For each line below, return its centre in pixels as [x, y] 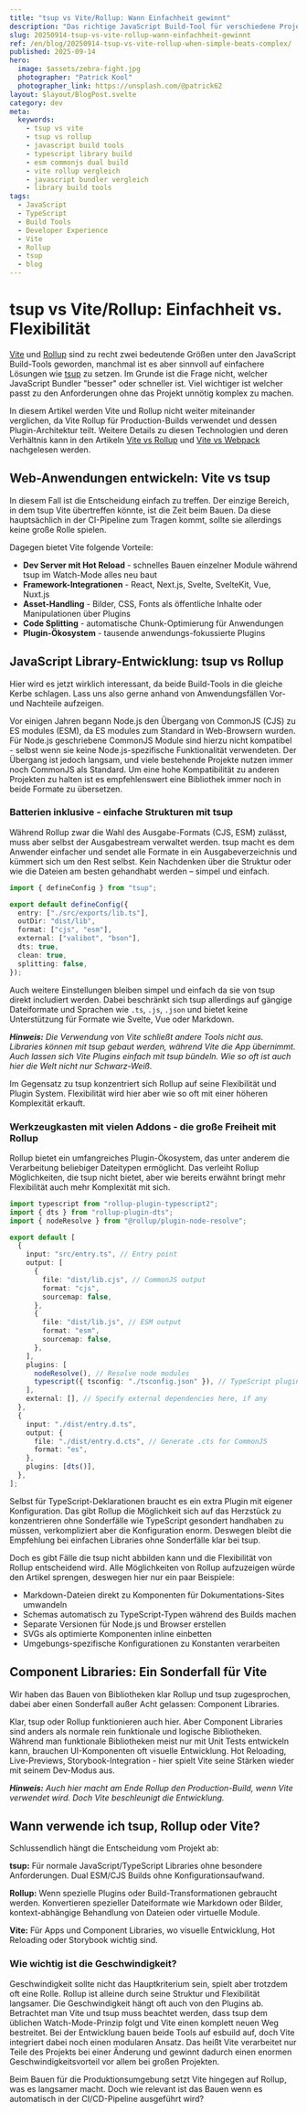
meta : [20, 111]
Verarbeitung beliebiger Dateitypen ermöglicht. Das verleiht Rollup [134, 1167]
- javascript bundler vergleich [87, 179]
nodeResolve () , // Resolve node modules [111, 1373]
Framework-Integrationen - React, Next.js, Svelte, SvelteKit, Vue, [147, 584]
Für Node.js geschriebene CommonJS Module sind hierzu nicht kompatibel [151, 740]
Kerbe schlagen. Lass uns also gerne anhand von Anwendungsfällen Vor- [148, 693]
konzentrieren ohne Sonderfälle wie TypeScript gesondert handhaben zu [147, 1520]
